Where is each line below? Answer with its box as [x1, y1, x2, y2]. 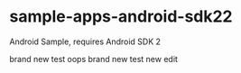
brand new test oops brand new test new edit [9, 53, 179, 64]
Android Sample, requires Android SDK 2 [9, 36, 161, 47]
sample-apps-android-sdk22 [9, 6, 233, 27]
